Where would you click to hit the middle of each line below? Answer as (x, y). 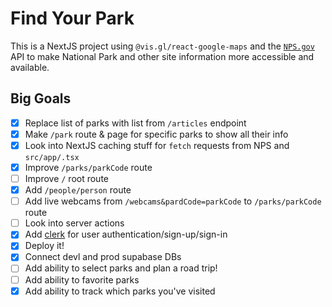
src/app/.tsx (52, 157)
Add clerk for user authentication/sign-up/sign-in (126, 234)
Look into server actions (74, 223)
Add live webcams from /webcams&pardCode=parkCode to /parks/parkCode (173, 201)
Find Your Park (72, 18)
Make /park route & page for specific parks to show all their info (156, 134)
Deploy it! (44, 246)
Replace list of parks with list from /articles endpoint (135, 123)
